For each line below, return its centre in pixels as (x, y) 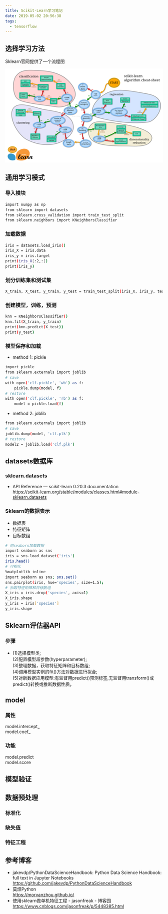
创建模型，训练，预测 (31, 305)
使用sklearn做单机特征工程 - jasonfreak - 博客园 (62, 901)
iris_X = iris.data (25, 251)
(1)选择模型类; (26, 653)
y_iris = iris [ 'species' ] (32, 604)
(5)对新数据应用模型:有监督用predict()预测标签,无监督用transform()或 (83, 678)
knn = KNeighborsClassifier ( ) (37, 317)
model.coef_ (18, 732)
